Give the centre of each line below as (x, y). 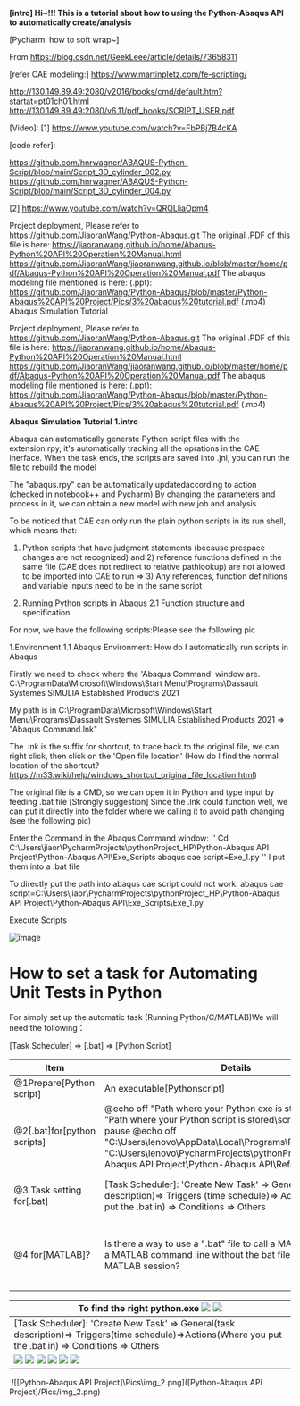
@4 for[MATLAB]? (52, 1254)
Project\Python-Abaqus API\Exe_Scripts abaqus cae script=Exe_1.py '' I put (147, 857)
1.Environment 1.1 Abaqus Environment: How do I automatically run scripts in (149, 647)
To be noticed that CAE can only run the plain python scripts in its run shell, (148, 521)
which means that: (43, 530)
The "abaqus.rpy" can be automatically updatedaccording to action (133, 485)
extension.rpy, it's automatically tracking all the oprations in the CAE (135, 448)
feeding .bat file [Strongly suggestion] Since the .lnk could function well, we (149, 802)
